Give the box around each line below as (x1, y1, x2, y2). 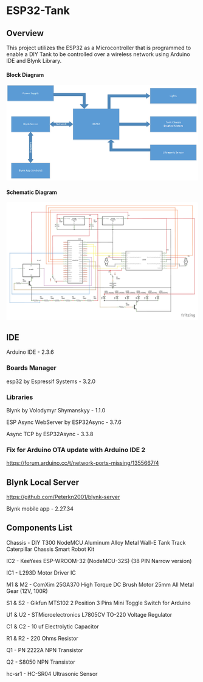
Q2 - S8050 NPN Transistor (6, 658, 76, 666)
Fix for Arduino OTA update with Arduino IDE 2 (6, 445, 146, 454)
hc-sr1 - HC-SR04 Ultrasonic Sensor (6, 670, 98, 677)
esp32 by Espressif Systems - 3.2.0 (6, 378, 96, 385)
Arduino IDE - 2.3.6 (6, 348, 55, 356)
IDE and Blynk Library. (6, 57, 62, 64)
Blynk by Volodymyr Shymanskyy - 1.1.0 (6, 406, 106, 414)
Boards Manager (6, 364, 57, 372)
